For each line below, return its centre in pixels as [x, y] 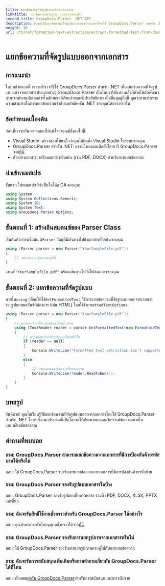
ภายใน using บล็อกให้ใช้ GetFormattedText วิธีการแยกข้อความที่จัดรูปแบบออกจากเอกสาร [79, 299]
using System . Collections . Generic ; [42, 199]
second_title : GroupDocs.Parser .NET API [48, 19]
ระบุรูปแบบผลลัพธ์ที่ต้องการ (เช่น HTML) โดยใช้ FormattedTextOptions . [67, 305]
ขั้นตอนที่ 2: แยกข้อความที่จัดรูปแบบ [49, 287]
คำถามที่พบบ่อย [24, 441]
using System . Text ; [25, 208]
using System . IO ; [23, 203]
